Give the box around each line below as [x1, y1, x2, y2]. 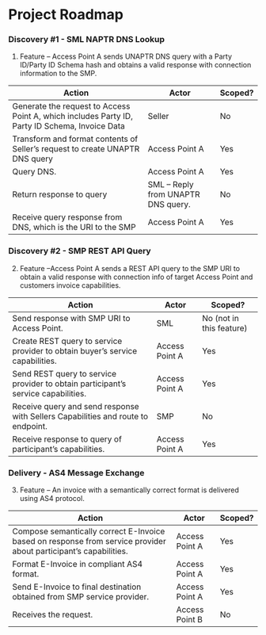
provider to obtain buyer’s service [12, 345, 138, 356]
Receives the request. [12, 609, 93, 620]
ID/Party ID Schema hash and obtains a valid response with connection [19, 60, 252, 70]
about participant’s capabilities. [12, 545, 128, 557]
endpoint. [12, 420, 47, 431]
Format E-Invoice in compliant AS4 [12, 559, 143, 570]
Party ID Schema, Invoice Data [12, 120, 125, 132]
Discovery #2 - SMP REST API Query [8, 246, 152, 257]
